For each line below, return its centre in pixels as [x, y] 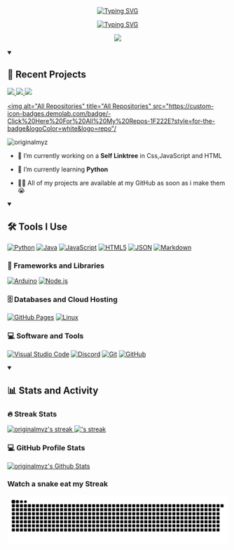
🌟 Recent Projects [47, 75]
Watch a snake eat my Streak [58, 484]
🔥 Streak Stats [32, 414]
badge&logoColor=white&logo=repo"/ [62, 128]
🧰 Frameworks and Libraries [56, 266]
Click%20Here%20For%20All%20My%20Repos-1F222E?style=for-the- [111, 121]
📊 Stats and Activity [53, 390]
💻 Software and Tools [46, 336]
